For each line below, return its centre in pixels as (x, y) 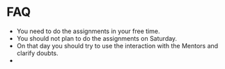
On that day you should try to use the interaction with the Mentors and (117, 46)
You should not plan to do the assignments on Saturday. (97, 38)
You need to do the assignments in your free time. (88, 31)
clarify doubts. (37, 53)
